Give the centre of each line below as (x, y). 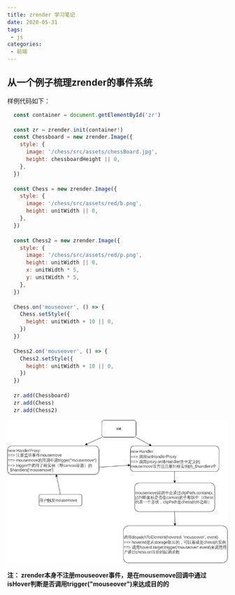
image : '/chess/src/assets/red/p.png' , (84, 255)
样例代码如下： (29, 101)
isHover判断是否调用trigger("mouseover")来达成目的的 (88, 584)
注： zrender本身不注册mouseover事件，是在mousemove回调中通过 (107, 575)
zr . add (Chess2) (36, 410)
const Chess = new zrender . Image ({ (65, 189)
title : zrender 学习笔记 (41, 15)
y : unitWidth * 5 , (52, 278)
